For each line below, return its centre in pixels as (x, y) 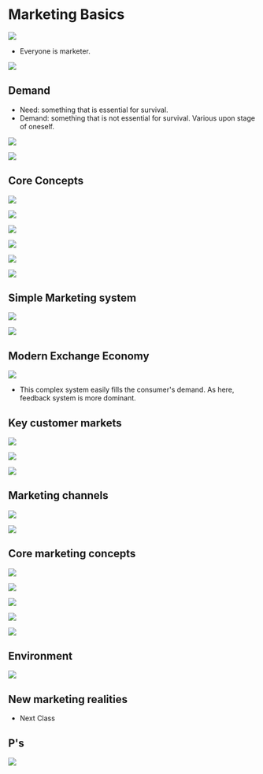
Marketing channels (58, 495)
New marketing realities (68, 699)
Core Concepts (46, 181)
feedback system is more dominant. (78, 398)
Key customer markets (65, 423)
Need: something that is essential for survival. (94, 110)
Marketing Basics (67, 15)
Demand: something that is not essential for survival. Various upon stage (137, 118)
